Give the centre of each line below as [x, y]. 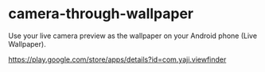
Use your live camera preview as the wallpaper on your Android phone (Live [132, 36]
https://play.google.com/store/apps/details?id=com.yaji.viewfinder [117, 59]
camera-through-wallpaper [101, 14]
